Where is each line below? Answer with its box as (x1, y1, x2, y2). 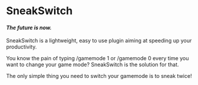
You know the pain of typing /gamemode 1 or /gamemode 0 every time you (6, 55, 189, 62)
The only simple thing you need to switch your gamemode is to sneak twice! (6, 73, 192, 80)
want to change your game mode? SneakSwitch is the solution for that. (6, 61, 179, 68)
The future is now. (6, 24, 52, 31)
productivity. (6, 43, 37, 51)
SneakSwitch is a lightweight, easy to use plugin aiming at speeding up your (6, 37, 192, 44)
